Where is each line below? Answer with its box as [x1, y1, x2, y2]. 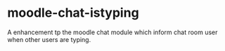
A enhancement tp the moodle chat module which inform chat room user [7, 28, 218, 36]
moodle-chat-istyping [7, 5, 139, 21]
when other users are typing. [7, 35, 91, 43]
